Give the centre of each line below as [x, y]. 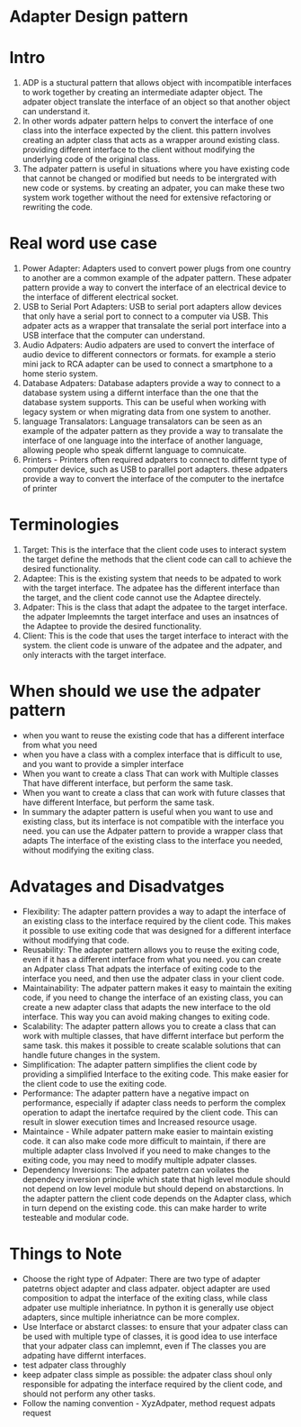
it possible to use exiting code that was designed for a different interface [157, 930]
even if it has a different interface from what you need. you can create [152, 959]
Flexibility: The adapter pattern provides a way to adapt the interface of [154, 911]
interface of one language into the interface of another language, [142, 441]
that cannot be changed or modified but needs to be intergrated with [149, 178]
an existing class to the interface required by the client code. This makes [157, 921]
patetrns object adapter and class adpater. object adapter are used [146, 1288]
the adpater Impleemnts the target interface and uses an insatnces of [150, 617]
